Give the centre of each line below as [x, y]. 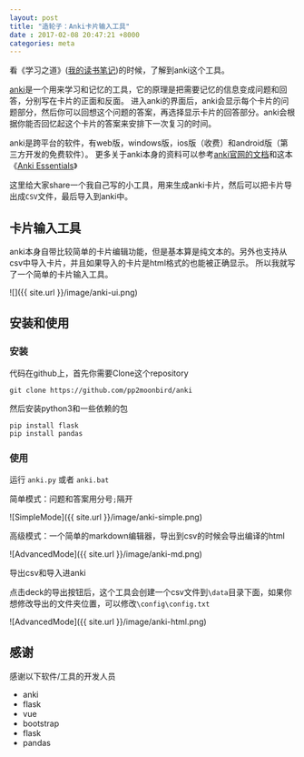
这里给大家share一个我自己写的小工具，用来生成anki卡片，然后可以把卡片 [147, 185]
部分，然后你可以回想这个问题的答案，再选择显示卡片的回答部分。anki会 [152, 112]
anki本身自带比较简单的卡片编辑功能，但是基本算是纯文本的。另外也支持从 [148, 252]
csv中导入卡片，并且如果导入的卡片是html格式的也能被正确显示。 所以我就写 [152, 263]
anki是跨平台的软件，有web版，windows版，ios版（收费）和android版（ [145, 143]
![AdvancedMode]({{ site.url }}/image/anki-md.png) [106, 554]
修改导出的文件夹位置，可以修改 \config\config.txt [113, 604]
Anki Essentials [46, 166]
